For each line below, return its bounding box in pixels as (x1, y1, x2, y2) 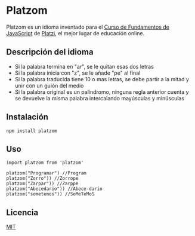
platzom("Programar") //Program (6, 170, 86, 176)
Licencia (6, 207, 39, 217)
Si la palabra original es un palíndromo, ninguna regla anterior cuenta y (14, 88, 189, 96)
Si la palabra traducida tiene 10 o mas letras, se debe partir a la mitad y (14, 75, 190, 82)
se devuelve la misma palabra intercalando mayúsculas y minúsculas (14, 94, 185, 102)
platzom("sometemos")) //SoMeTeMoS (6, 191, 95, 197)
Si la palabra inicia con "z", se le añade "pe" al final (14, 69, 141, 76)
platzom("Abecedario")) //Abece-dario (6, 186, 103, 192)
